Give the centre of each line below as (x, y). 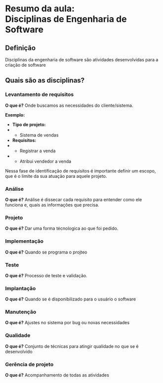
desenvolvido (19, 351)
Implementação (24, 241)
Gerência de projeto (29, 364)
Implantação (20, 288)
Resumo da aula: (40, 9)
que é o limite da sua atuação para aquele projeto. (56, 176)
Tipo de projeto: (29, 125)
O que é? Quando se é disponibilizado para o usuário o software (71, 299)
